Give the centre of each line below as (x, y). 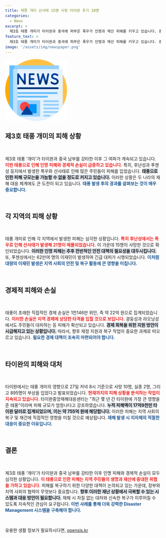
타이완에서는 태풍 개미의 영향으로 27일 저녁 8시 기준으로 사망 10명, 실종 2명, (78, 387)
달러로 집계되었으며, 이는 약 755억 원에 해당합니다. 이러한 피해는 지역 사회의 (87, 411)
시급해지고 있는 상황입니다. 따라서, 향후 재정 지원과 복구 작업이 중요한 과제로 (78, 331)
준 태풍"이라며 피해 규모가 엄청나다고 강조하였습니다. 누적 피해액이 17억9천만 (79, 405)
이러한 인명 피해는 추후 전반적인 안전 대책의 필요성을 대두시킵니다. (94, 251)
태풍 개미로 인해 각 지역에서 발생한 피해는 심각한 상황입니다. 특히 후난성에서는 (80, 239)
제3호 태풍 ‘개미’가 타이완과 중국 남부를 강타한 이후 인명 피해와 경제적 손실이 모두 (83, 473)
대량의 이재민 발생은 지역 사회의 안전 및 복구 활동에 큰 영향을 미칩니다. (71, 264)
